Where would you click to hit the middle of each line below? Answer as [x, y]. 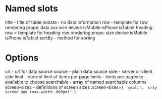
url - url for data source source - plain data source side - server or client [79, 71]
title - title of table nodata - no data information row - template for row [77, 22]
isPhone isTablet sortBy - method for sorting [50, 38]
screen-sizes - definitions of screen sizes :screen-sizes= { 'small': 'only [81, 87]
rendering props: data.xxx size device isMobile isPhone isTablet [70, 27]
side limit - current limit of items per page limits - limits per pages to [74, 76]
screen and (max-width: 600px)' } [41, 92]
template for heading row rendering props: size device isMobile [83, 33]
